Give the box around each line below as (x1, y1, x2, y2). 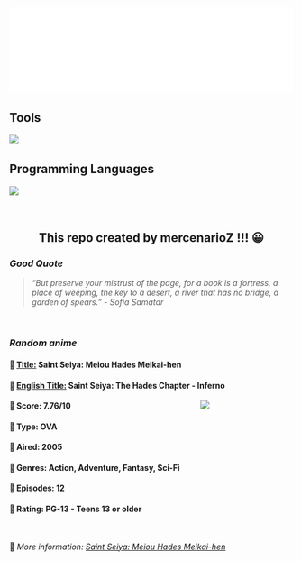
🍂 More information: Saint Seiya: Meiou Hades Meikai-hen (9, 541, 226, 552)
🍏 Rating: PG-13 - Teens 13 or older (9, 503, 142, 515)
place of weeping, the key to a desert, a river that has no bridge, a (31, 287, 279, 299)
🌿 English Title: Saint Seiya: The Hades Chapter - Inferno (9, 380, 225, 391)
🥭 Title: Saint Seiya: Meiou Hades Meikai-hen (9, 359, 182, 370)
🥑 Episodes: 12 (9, 483, 65, 493)
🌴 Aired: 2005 (9, 442, 63, 453)
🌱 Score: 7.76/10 (9, 400, 71, 411)
